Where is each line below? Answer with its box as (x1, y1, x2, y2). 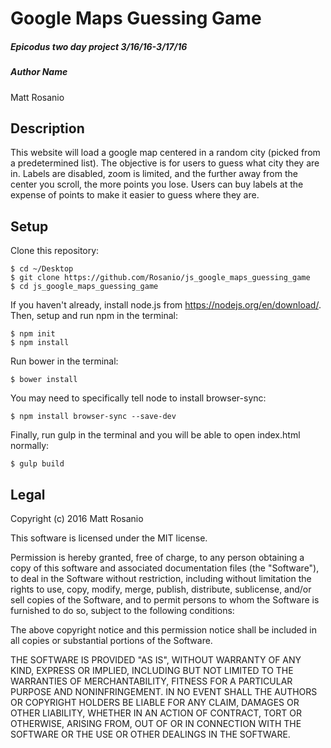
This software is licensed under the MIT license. (10, 532, 208, 544)
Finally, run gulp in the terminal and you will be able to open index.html (10, 429, 301, 441)
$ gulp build (10, 459, 65, 469)
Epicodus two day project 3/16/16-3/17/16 (10, 40, 188, 52)
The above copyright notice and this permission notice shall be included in (10, 623, 317, 636)
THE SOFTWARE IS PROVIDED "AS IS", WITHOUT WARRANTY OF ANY (10, 653, 302, 666)
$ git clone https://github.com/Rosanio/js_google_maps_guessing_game (10, 273, 311, 283)
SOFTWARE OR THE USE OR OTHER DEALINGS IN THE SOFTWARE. (10, 728, 291, 740)
